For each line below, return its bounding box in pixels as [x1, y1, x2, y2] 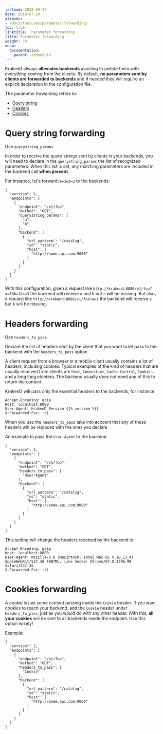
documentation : [9, 48, 40, 53]
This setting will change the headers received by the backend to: [5, 537, 135, 543]
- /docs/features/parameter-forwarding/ [5, 20, 89, 26]
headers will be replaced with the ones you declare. [5, 424, 109, 430]
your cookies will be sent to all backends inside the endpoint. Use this [5, 616, 146, 621]
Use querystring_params [5, 144, 54, 150]
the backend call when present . [5, 169, 70, 174]
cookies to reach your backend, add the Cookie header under [5, 605, 127, 611]
